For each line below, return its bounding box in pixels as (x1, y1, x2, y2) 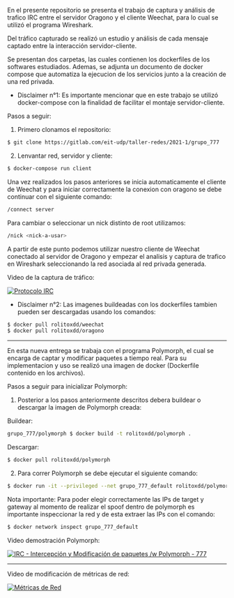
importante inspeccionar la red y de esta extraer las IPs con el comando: (7, 509, 216, 518)
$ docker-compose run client (7, 165, 92, 172)
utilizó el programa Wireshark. (7, 21, 94, 29)
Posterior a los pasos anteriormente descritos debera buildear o (17, 396, 201, 404)
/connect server (7, 206, 54, 213)
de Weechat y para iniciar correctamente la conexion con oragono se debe (7, 185, 222, 193)
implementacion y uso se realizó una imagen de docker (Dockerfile (7, 361, 200, 370)
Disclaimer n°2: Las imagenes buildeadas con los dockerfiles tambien (17, 300, 217, 308)
